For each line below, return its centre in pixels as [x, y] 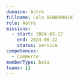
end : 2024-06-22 [38, 40]
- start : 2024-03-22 [37, 34]
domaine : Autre [25, 12]
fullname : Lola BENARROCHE [40, 17]
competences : [23, 51]
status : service [38, 46]
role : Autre [21, 23]
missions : [19, 29]
